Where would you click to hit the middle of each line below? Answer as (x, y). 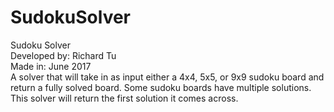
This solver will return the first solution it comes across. (124, 98)
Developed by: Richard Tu (63, 55)
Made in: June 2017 (51, 66)
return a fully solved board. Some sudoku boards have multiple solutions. (161, 87)
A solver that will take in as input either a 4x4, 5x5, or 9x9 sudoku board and (167, 77)
